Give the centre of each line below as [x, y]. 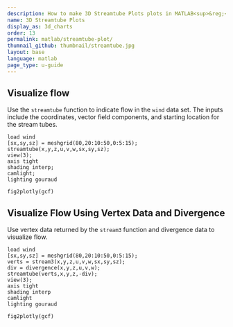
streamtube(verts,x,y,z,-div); [52, 274]
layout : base [26, 53]
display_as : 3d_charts [40, 26]
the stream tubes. [32, 125]
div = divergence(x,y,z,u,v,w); [54, 268]
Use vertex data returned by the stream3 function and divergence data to [111, 230]
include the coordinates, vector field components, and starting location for [113, 117]
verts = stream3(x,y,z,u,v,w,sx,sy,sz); [67, 262]
